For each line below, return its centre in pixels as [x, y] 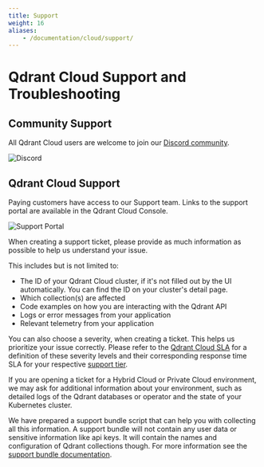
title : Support [33, 16]
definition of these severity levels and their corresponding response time [128, 356]
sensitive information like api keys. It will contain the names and [113, 438]
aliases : [23, 30]
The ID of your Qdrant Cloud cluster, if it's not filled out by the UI [126, 281]
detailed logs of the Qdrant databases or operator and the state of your [125, 397]
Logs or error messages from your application [95, 315]
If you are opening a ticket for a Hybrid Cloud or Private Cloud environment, [132, 380]
